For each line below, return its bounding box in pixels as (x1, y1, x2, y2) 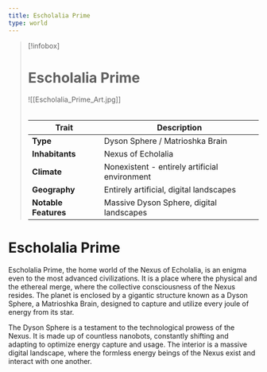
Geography (31, 184, 75, 196)
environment (103, 172, 152, 183)
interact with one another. (8, 356, 93, 366)
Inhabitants (31, 149, 76, 160)
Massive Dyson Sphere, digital (103, 197, 217, 208)
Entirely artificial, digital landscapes (103, 184, 237, 196)
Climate (31, 166, 62, 177)
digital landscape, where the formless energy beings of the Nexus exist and (8, 347, 256, 358)
